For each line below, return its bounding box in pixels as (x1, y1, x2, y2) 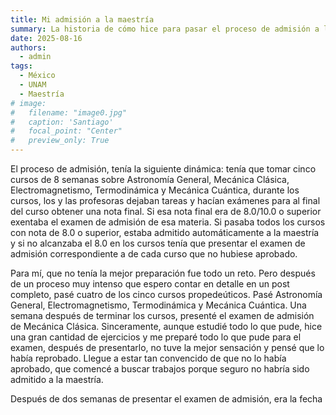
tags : (10, 61, 33, 71)
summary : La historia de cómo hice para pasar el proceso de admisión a (10, 24, 320, 34)
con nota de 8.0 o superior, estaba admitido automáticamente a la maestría (10, 227, 320, 238)
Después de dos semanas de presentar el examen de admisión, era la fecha (10, 393, 323, 405)
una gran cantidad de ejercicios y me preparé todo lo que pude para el (10, 331, 302, 343)
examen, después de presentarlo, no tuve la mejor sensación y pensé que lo (10, 342, 325, 353)
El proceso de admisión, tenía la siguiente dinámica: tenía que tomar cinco (10, 163, 317, 175)
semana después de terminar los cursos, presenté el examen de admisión (10, 310, 315, 321)
